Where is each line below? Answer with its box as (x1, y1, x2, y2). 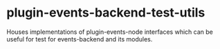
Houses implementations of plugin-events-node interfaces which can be (6, 28, 214, 36)
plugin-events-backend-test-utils (6, 5, 205, 21)
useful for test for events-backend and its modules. (6, 35, 153, 43)
